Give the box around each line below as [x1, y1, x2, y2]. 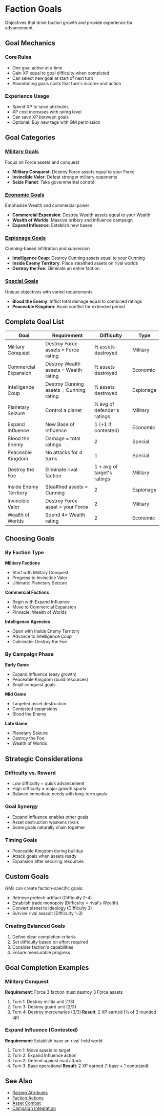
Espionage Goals [5, 234, 46, 241]
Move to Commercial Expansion [12, 604, 77, 610]
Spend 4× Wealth [45, 512, 85, 518]
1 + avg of [94, 463, 118, 470]
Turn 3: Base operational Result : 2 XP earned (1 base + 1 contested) [12, 1063, 149, 1069]
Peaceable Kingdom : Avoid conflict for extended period [12, 303, 125, 309]
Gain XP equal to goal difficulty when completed [12, 70, 110, 76]
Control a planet [45, 407, 82, 414]
